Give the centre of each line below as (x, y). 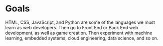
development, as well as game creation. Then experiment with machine (79, 33)
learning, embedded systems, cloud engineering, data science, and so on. (82, 38)
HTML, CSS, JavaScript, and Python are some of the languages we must (80, 22)
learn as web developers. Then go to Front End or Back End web (72, 27)
